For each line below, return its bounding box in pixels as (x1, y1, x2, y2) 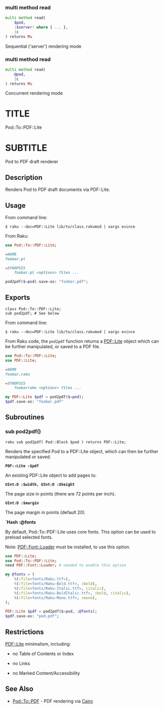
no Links (12, 660, 30, 667)
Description (5, 173, 42, 182)
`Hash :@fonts (5, 519, 36, 525)
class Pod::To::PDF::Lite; (5, 307, 61, 312)
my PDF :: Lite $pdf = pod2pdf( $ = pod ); (5, 394, 84, 399)
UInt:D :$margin (5, 500, 39, 505)
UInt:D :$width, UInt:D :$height (5, 482, 75, 487)
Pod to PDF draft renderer (5, 159, 58, 165)
